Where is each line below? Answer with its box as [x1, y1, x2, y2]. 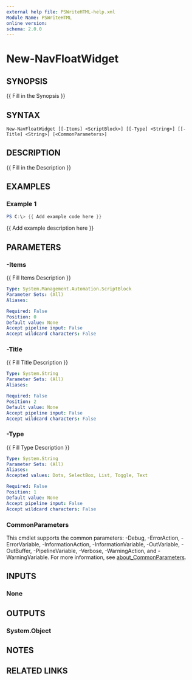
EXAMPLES [6, 182, 50, 192]
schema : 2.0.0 [6, 26, 43, 32]
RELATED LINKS [6, 666, 68, 676]
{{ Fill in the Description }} [6, 163, 72, 171]
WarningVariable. [6, 554, 50, 561]
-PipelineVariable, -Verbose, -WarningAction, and [33, 547, 157, 554]
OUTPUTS [6, 608, 46, 619]
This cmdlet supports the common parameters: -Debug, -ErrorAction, [6, 534, 180, 541]
